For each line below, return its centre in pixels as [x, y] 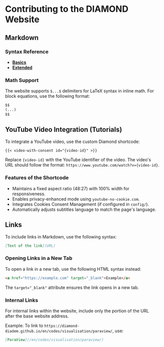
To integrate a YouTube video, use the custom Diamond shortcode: [72, 142]
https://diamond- [62, 326]
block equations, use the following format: [47, 96]
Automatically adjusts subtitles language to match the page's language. [84, 209]
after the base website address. [37, 316]
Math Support [22, 80]
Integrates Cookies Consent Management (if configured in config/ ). [81, 204]
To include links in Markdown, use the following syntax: [61, 236]
